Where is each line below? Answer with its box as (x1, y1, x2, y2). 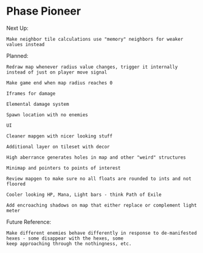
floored (6, 181, 26, 187)
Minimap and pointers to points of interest (6, 165, 121, 171)
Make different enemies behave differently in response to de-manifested (6, 230, 198, 236)
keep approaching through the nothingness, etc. (6, 240, 132, 247)
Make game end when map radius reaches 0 (6, 80, 113, 86)
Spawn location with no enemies (6, 111, 88, 118)
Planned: (6, 52, 29, 59)
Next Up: (6, 24, 29, 32)
